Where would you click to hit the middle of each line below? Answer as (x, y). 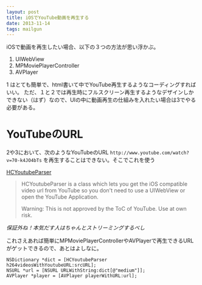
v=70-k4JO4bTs (24, 161)
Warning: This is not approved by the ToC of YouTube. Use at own (104, 209)
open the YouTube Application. (60, 197)
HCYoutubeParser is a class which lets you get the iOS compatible (104, 184)
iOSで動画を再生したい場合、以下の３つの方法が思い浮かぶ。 (83, 47)
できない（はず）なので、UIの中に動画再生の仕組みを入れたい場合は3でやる (101, 100)
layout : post (23, 12)
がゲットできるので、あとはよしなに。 (54, 248)
